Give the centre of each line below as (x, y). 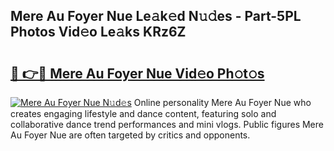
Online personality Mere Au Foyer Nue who (222, 102)
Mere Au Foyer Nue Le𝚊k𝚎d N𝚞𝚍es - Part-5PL (156, 16)
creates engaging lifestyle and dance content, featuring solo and (143, 113)
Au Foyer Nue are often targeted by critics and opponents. (130, 135)
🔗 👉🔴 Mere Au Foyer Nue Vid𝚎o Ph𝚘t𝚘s (137, 73)
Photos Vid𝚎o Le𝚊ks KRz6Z (98, 32)
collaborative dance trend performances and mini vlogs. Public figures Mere (167, 124)
